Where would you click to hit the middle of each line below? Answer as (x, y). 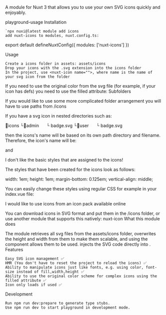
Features (14, 249)
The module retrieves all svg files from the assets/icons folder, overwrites (81, 234)
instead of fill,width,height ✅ (50, 272)
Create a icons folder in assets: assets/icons (56, 64)
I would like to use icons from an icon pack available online (66, 204)
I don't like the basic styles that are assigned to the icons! (64, 160)
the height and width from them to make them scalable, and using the (77, 239)
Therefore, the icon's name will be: (41, 141)
